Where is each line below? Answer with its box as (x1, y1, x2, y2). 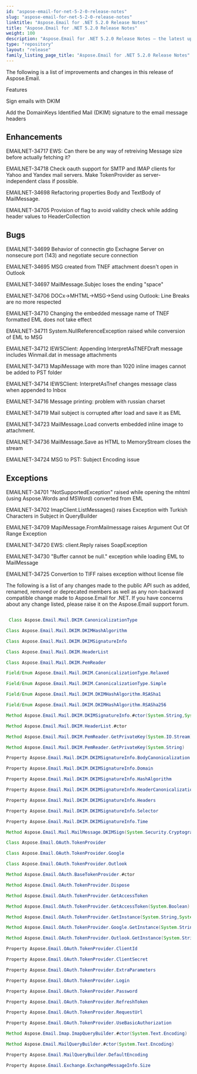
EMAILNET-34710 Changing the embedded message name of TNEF (6, 310, 170, 317)
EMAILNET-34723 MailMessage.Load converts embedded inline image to (6, 421, 184, 428)
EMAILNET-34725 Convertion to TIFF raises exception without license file (6, 570, 184, 578)
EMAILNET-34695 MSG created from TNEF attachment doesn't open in (6, 263, 179, 270)
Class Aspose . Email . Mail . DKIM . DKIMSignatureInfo (6, 638, 127, 644)
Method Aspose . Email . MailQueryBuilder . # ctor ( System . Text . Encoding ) (6, 1041, 175, 1048)
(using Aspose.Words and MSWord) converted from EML (6, 495, 144, 502)
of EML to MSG (6, 334, 43, 341)
